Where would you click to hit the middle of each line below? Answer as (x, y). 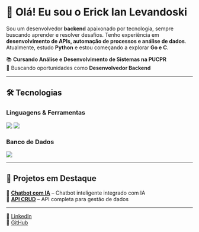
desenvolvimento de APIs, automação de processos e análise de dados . (96, 41)
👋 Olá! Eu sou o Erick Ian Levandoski (97, 12)
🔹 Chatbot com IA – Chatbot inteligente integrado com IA (76, 193)
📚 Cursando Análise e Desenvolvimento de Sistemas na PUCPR (86, 59)
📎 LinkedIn (19, 216)
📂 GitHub (17, 223)
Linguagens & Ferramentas (46, 113)
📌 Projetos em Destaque (51, 178)
